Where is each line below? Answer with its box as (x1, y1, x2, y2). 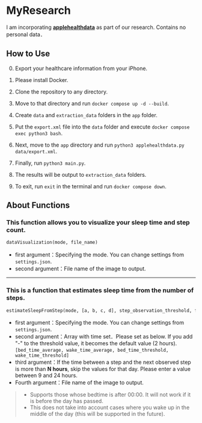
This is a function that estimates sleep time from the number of (6, 286, 194, 294)
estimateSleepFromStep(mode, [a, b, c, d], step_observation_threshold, (6, 307, 192, 314)
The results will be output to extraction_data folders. (14, 171, 147, 178)
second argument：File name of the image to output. (14, 265, 146, 272)
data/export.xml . (14, 147, 58, 154)
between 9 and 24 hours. (14, 372, 78, 379)
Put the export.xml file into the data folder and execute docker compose (14, 123, 190, 130)
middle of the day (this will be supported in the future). (29, 410, 165, 418)
